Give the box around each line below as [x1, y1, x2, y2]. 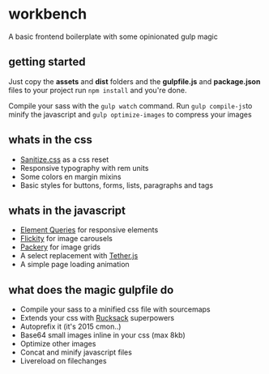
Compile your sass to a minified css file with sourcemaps [19, 304, 211, 314]
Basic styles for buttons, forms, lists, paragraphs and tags [19, 180, 213, 190]
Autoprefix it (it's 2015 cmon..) [19, 321, 122, 332]
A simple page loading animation [19, 260, 130, 270]
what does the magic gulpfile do [8, 283, 174, 296]
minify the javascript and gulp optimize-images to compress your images [8, 109, 253, 119]
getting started [8, 55, 86, 69]
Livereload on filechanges [19, 356, 107, 366]
